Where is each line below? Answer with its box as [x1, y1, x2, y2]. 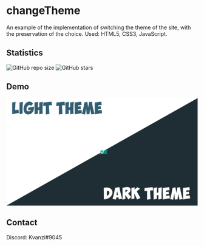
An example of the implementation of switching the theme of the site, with [6, 24, 191, 31]
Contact [6, 217, 38, 228]
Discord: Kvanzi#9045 [6, 233, 63, 241]
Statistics [6, 48, 44, 58]
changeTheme [6, 4, 81, 18]
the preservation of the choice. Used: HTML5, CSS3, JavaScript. [6, 30, 168, 37]
